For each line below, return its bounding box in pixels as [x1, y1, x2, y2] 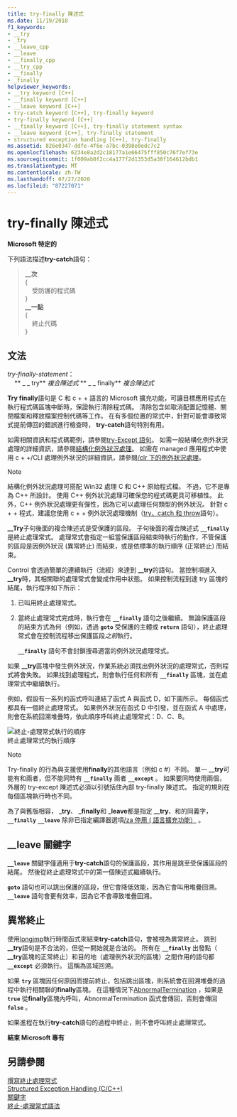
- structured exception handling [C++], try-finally [7, 136, 167, 143]
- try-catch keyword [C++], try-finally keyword [7, 109, 154, 117]
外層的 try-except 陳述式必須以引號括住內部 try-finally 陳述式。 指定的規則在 [7, 783, 231, 792]
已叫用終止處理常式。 [17, 598, 80, 608]
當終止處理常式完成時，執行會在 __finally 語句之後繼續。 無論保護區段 [17, 614, 226, 622]
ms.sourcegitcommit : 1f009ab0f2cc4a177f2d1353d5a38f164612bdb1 [7, 156, 199, 163]
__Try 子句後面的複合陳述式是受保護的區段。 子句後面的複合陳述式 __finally [7, 524, 229, 533]
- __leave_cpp [7, 43, 50, 50]
